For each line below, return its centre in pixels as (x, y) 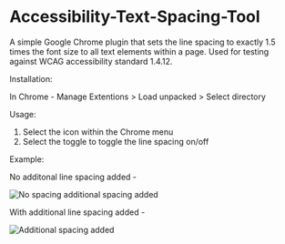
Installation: (31, 78)
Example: (27, 159)
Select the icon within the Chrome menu (98, 132)
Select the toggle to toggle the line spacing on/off (116, 141)
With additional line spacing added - (77, 212)
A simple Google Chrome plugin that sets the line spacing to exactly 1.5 (142, 42)
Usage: (23, 114)
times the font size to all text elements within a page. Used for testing (139, 51)
